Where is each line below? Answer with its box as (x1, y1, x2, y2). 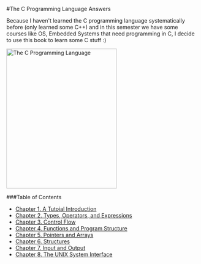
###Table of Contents (6, 194, 62, 200)
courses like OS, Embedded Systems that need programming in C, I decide (6, 30, 195, 37)
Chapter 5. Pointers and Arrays (15, 232, 94, 238)
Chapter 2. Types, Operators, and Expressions (15, 212, 132, 219)
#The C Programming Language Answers (6, 5, 112, 12)
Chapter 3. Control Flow (15, 218, 76, 226)
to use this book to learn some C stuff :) (6, 37, 107, 43)
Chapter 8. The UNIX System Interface (15, 251, 113, 258)
